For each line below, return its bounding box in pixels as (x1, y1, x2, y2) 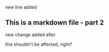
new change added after (5, 32, 56, 38)
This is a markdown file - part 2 (5, 18, 104, 27)
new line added (5, 4, 37, 10)
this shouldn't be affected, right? (5, 41, 72, 47)
